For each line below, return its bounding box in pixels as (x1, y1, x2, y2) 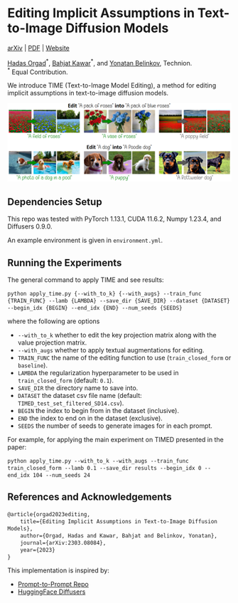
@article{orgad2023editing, (7, 510, 91, 518)
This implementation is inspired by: (7, 566, 110, 575)
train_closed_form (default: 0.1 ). (17, 376, 114, 385)
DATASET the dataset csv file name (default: (17, 392, 142, 400)
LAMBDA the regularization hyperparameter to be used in (17, 369, 179, 377)
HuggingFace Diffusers (17, 587, 86, 596)
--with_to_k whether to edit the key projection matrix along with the (17, 331, 217, 340)
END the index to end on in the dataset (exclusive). (17, 414, 163, 423)
